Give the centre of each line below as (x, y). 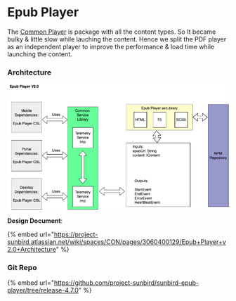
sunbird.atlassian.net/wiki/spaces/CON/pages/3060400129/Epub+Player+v (117, 242)
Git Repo (22, 267)
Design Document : (35, 220)
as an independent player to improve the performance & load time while (111, 46)
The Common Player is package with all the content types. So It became (112, 32)
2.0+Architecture (32, 249)
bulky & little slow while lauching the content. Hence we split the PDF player (117, 39)
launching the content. (40, 54)
